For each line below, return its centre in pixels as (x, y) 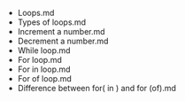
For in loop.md (44, 69)
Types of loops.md (52, 22)
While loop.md (44, 50)
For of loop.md (45, 78)
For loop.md (39, 60)
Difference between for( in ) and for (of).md (97, 88)
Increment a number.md (61, 31)
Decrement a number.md (63, 41)
